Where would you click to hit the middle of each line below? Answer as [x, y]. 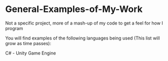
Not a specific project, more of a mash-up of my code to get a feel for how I [84, 23]
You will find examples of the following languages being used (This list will [83, 38]
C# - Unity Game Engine [31, 53]
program [14, 28]
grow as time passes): [28, 43]
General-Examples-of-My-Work [74, 9]
